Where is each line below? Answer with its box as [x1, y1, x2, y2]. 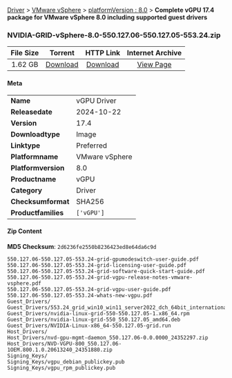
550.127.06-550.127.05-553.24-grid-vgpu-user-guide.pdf [7, 286, 171, 292]
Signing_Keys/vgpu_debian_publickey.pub [7, 358, 126, 365]
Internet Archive [126, 48, 182, 58]
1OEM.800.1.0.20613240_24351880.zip [7, 346, 113, 353]
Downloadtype [10, 129, 61, 139]
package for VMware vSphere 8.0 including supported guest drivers [7, 13, 208, 21]
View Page [137, 60, 172, 70]
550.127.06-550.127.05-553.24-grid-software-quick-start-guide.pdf [7, 268, 206, 275]
